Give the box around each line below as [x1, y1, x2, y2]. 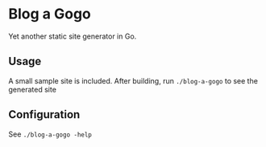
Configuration [8, 108, 81, 121]
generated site [8, 84, 56, 94]
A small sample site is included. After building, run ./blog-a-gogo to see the [8, 76, 258, 85]
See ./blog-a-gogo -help [8, 129, 93, 139]
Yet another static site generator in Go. [8, 31, 137, 41]
